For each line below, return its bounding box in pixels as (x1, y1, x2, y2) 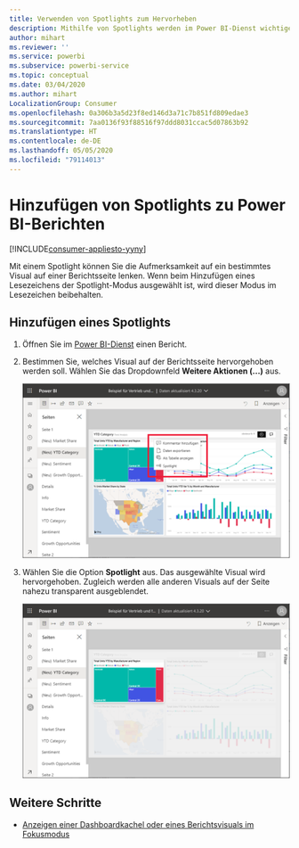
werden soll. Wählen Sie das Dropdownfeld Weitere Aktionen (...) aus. (21, 366, 281, 376)
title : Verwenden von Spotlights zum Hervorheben (9, 14, 198, 23)
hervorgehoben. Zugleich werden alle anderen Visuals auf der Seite (21, 576, 270, 587)
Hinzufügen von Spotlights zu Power (9, 194, 287, 215)
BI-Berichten (9, 214, 105, 234)
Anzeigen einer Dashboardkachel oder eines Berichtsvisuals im (21, 819, 255, 829)
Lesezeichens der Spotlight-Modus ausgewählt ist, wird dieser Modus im (9, 279, 277, 290)
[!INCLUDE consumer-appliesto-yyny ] (9, 243, 147, 254)
